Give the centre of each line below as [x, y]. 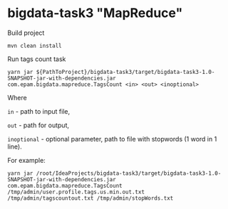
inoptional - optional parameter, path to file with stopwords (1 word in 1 [112, 139]
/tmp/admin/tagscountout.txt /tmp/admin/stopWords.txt [90, 198]
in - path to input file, [38, 111]
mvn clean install [35, 45]
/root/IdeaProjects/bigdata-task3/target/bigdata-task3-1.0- [129, 173]
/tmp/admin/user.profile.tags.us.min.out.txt [76, 192]
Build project [26, 33]
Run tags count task [37, 59]
